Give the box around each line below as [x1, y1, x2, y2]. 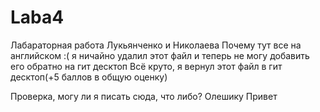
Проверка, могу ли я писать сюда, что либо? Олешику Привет [10, 90, 278, 102]
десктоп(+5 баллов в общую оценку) [10, 71, 168, 83]
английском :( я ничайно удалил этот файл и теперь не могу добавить [10, 49, 310, 61]
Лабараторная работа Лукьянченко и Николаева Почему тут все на [10, 39, 302, 51]
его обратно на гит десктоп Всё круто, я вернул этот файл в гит [10, 60, 283, 72]
